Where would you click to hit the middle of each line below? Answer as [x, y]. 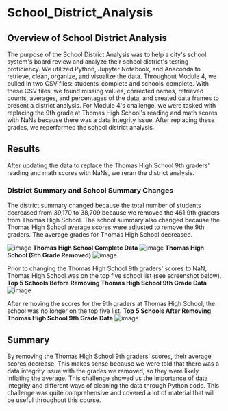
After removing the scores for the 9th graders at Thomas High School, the [111, 304]
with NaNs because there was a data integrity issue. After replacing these [111, 120]
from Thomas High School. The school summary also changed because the [114, 220]
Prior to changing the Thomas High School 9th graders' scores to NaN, [107, 268]
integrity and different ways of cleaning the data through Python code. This [113, 385]
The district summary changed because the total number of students [104, 205]
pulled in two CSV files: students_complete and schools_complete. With [108, 83]
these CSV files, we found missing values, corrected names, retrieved [105, 91]
